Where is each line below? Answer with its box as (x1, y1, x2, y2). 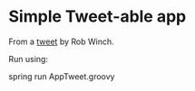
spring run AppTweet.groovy (8, 70, 115, 82)
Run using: (8, 53, 49, 64)
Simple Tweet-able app (8, 6, 187, 27)
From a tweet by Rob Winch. (8, 36, 114, 47)
